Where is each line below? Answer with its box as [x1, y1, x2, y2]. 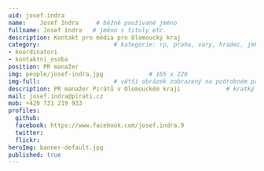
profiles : [8, 107, 41, 115]
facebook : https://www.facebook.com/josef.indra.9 [15, 121, 185, 129]
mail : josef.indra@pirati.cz [8, 92, 104, 100]
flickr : [15, 136, 41, 144]
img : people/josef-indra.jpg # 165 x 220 [8, 70, 189, 78]
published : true [8, 151, 61, 158]
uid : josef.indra [8, 11, 65, 20]
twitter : [15, 128, 44, 136]
